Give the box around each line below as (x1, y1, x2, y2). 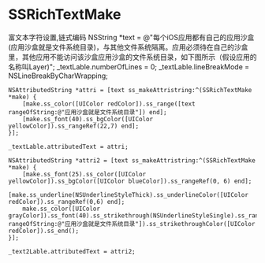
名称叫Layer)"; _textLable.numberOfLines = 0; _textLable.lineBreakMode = (8, 61, 250, 72)
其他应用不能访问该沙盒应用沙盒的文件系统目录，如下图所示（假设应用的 (21, 52, 257, 61)
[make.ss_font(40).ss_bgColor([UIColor (22, 115, 154, 123)
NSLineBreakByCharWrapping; (8, 71, 109, 80)
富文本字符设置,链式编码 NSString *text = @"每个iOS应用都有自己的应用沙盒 (8, 32, 255, 42)
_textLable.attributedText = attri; (8, 143, 129, 150)
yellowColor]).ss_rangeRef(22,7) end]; (8, 122, 140, 130)
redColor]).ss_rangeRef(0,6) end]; (8, 198, 125, 206)
